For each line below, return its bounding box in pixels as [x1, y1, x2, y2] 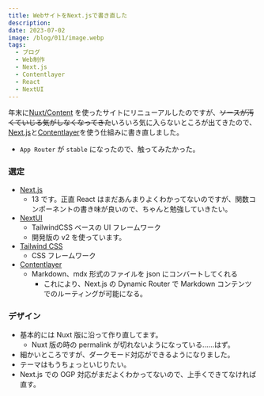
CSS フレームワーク [31, 250, 96, 260]
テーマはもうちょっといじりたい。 [19, 360, 131, 369]
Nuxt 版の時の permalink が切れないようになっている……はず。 [31, 340, 235, 349]
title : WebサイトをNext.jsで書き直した [8, 11, 128, 20]
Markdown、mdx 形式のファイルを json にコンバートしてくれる [31, 268, 239, 278]
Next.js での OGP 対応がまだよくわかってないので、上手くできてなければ [19, 369, 257, 379]
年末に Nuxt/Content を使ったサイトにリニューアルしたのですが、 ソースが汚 [8, 108, 255, 117]
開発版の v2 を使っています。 [31, 232, 126, 242]
